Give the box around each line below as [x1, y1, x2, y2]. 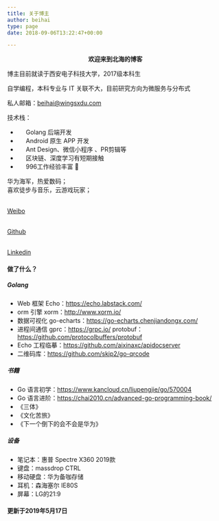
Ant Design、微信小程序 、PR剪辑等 [25, 145, 127, 153]
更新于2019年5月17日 [7, 507, 68, 515]
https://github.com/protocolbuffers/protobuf [16, 332, 143, 341]
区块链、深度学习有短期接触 [25, 154, 104, 162]
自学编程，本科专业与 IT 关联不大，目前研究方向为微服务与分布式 [7, 84, 191, 93]
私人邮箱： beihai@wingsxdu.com [7, 99, 102, 107]
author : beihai [7, 17, 51, 23]
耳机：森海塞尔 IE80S [16, 481, 78, 489]
